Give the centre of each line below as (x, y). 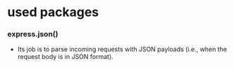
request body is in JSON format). (66, 57)
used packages (53, 12)
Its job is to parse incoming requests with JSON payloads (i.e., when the (122, 49)
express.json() (33, 34)
